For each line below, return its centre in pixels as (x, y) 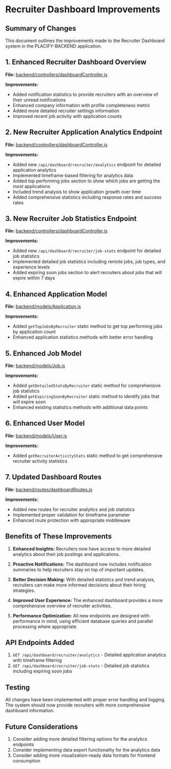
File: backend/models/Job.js (35, 366)
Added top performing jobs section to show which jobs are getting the (86, 181)
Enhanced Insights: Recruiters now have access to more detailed (82, 549)
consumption (27, 761)
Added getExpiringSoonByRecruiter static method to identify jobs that (86, 397)
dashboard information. (30, 711)
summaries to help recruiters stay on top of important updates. (79, 569)
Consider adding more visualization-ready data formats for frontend (84, 755)
